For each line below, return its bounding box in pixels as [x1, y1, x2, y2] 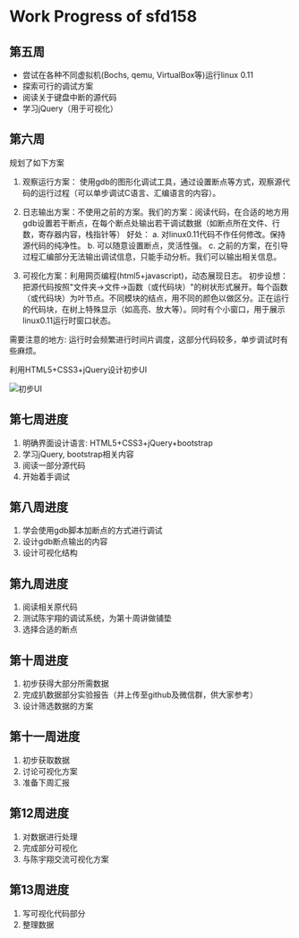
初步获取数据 [21, 755, 70, 765]
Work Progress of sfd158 [9, 6, 198, 27]
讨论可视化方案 [21, 765, 78, 776]
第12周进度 [9, 806, 70, 821]
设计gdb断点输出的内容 [21, 536, 108, 547]
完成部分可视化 [21, 842, 78, 853]
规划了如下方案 [9, 157, 64, 167]
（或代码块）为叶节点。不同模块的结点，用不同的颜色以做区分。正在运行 [21, 293, 289, 303]
